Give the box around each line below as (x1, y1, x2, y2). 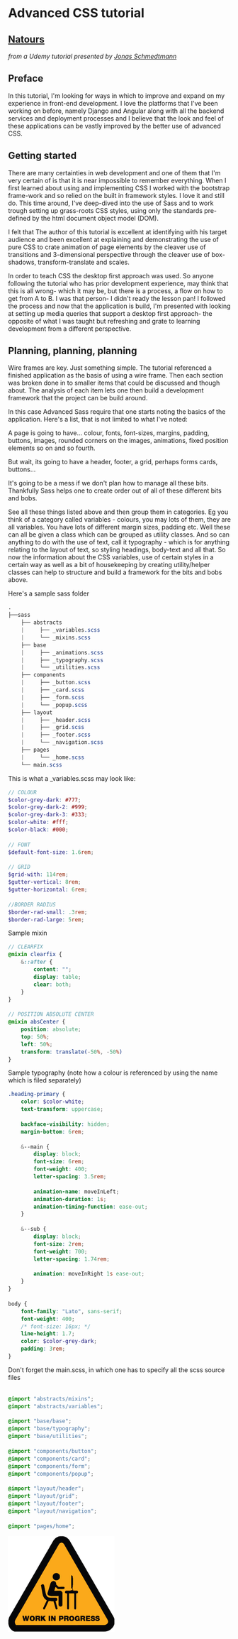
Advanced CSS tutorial (8, 5, 144, 21)
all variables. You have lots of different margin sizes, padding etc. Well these (8, 523, 231, 532)
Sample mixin (8, 928, 48, 938)
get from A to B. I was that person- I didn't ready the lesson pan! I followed (8, 294, 226, 302)
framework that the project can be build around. (8, 394, 148, 402)
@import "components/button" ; (8, 1447, 98, 1454)
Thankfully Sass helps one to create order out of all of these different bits (8, 486, 222, 495)
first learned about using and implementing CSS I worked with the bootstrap (8, 183, 230, 192)
